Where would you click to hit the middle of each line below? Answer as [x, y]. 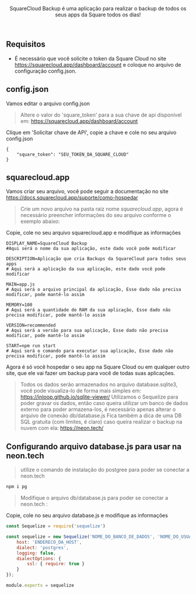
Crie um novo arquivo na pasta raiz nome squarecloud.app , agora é [101, 209]
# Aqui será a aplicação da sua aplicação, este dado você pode [86, 269]
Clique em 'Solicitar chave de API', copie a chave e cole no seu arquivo [91, 132]
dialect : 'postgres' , [43, 547]
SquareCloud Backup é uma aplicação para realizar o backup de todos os [98, 8]
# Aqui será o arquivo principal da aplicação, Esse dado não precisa [94, 290]
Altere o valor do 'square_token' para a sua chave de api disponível [101, 115]
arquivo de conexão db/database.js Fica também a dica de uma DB [101, 416]
